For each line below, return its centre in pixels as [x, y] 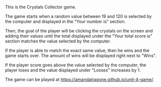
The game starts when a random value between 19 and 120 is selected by [78, 16]
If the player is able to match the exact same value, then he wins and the [77, 51]
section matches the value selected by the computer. [58, 41]
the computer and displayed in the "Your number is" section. [65, 22]
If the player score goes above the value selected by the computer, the [76, 65]
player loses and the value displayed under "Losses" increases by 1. [73, 70]
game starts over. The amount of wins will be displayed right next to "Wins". [81, 56]
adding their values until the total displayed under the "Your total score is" [79, 36]
